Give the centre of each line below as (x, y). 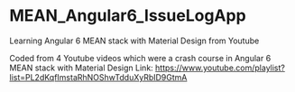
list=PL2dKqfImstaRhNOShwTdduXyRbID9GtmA (98, 77)
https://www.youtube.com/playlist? (220, 68)
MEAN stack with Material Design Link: (81, 68)
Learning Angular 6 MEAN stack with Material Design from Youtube (134, 41)
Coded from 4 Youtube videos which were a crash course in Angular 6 (140, 58)
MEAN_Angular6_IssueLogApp (128, 16)
